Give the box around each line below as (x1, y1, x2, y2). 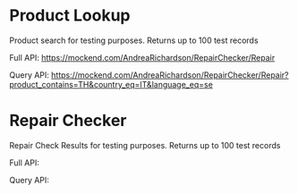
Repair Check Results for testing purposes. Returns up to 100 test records (9, 139, 281, 150)
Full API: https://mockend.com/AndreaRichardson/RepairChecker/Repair (9, 52, 276, 63)
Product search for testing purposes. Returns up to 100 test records (9, 35, 259, 46)
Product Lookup (9, 5, 131, 26)
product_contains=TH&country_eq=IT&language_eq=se (9, 79, 213, 89)
